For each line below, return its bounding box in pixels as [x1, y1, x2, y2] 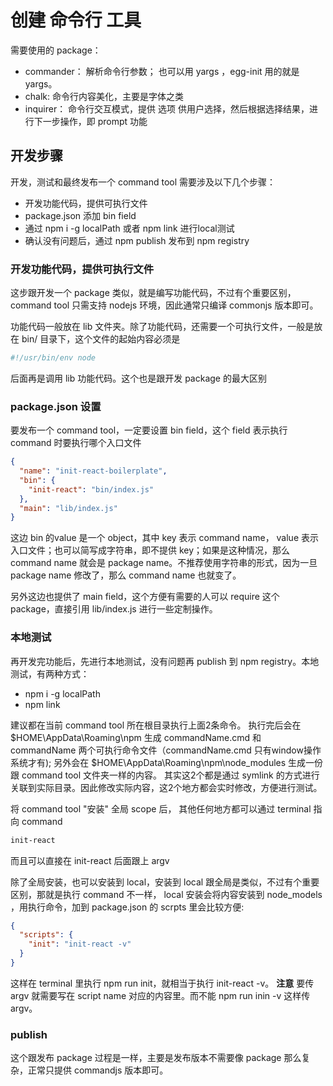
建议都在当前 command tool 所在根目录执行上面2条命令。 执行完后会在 [10, 719, 302, 731]
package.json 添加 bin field [24, 209, 137, 221]
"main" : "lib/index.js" [19, 503, 118, 513]
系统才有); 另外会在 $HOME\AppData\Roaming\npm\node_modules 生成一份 [10, 756, 324, 768]
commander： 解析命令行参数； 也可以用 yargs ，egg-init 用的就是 [24, 65, 300, 77]
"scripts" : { [19, 930, 74, 940]
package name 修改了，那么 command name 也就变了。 [10, 569, 242, 581]
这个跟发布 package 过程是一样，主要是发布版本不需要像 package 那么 [10, 1052, 302, 1064]
